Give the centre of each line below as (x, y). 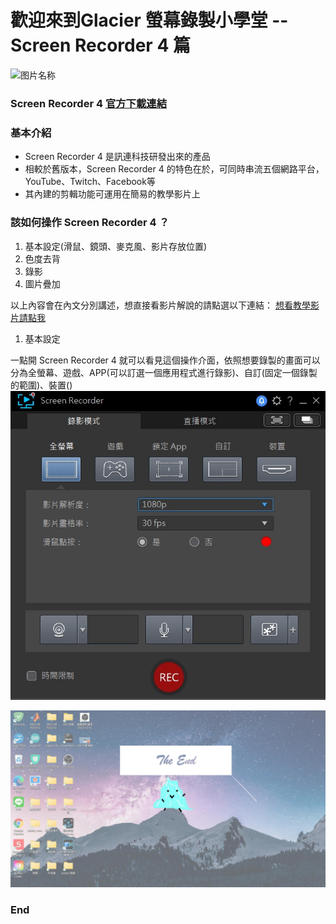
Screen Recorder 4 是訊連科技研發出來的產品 (117, 157)
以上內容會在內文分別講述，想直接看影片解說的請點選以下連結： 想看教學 (160, 305)
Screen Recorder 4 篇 (100, 45)
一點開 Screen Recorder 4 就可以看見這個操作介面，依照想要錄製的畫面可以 (165, 360)
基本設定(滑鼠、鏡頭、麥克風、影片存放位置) (116, 246)
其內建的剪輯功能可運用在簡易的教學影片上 (112, 194)
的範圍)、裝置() (41, 385)
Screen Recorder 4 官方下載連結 (89, 104)
